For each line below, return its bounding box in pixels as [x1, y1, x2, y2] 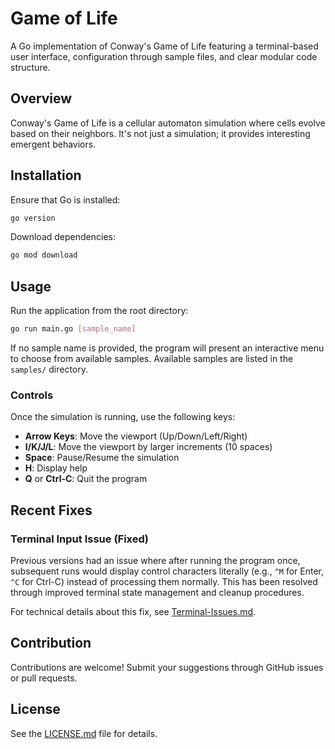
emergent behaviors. [10, 138, 97, 150]
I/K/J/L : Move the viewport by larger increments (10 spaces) [24, 441, 273, 453]
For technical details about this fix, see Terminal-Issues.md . [10, 605, 257, 617]
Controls [10, 388, 54, 402]
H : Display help [24, 462, 88, 474]
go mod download [10, 250, 78, 261]
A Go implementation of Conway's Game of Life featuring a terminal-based [10, 40, 319, 52]
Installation [10, 167, 82, 184]
